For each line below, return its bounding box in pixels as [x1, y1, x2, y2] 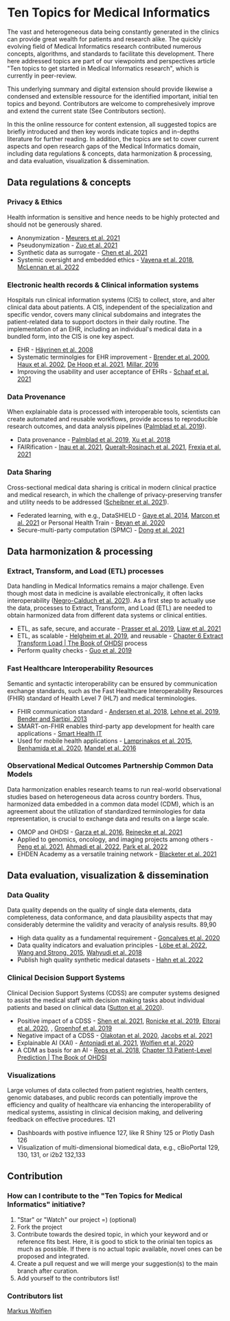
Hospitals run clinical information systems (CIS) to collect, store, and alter [7, 295, 215, 304]
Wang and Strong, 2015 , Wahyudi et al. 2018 [16, 949, 142, 957]
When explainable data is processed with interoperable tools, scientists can [7, 408, 221, 416]
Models [7, 770, 33, 779]
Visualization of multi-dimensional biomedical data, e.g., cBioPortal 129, [16, 1143, 220, 1152]
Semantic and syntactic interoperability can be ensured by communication [7, 679, 218, 688]
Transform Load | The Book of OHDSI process [16, 639, 148, 648]
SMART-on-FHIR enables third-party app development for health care [16, 721, 215, 730]
